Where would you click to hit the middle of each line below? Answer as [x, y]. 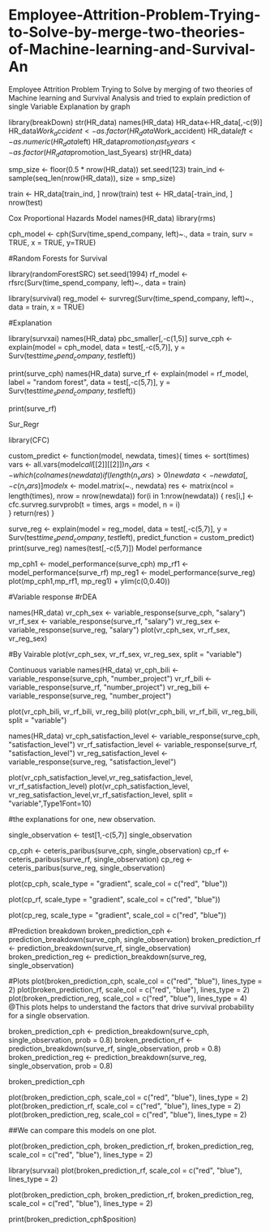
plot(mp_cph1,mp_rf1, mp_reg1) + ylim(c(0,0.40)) [89, 581]
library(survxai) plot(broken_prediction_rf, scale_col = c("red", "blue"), [126, 1170]
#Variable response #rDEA [53, 597]
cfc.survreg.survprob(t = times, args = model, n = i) [94, 504]
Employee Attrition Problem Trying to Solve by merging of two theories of [131, 89]
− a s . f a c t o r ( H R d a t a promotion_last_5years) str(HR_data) [100, 153]
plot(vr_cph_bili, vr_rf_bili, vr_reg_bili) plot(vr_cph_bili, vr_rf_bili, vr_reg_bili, [133, 711]
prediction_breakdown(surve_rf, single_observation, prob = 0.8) [115, 1048]
